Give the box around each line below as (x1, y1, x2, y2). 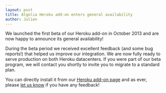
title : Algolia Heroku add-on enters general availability (5, 12, 133, 17)
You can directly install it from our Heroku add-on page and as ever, (5, 76, 147, 83)
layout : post (5, 7, 33, 13)
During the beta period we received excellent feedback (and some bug (5, 46, 153, 52)
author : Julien (5, 17, 38, 22)
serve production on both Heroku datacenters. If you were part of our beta (5, 56, 161, 62)
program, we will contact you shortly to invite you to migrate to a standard (5, 61, 160, 68)
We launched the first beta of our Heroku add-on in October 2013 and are (5, 31, 159, 37)
